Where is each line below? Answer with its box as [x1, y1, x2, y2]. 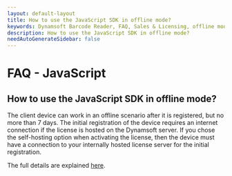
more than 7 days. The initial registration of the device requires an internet [7, 119, 218, 127]
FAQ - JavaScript [7, 66, 106, 81]
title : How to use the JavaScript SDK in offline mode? [7, 17, 171, 23]
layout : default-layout [7, 10, 76, 17]
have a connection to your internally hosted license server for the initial [7, 141, 209, 149]
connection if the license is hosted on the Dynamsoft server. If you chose [7, 126, 215, 135]
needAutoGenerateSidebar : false [7, 36, 100, 43]
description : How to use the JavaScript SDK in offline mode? [7, 29, 190, 37]
